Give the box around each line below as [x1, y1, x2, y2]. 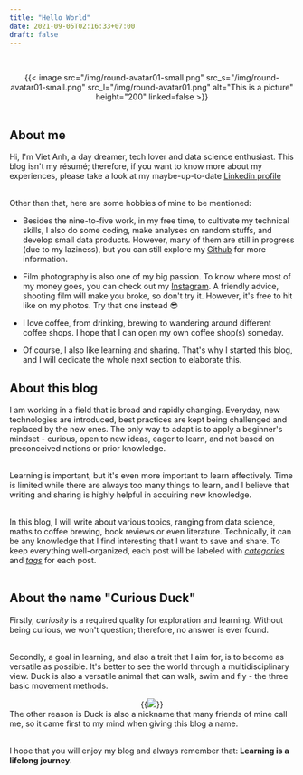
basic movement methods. [9, 680, 109, 691]
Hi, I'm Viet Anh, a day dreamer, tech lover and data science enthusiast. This [9, 151, 294, 163]
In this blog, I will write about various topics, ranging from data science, [9, 516, 276, 527]
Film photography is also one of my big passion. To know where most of [22, 271, 291, 282]
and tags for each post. [9, 555, 97, 565]
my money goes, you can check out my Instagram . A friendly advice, [22, 281, 279, 292]
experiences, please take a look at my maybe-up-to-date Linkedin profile [9, 171, 282, 182]
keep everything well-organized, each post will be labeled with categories [9, 545, 285, 556]
